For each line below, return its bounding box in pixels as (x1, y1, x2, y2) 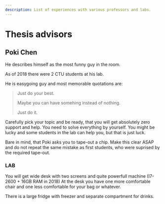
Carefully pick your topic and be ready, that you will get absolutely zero (5, 119, 150, 125)
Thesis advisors (5, 28, 73, 40)
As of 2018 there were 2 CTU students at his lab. (5, 71, 104, 77)
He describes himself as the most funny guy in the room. (5, 61, 121, 67)
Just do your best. (17, 90, 55, 96)
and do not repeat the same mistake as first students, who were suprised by (5, 144, 160, 150)
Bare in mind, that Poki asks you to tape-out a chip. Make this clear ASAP (5, 139, 154, 145)
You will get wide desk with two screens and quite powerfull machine (5, 173, 146, 179)
